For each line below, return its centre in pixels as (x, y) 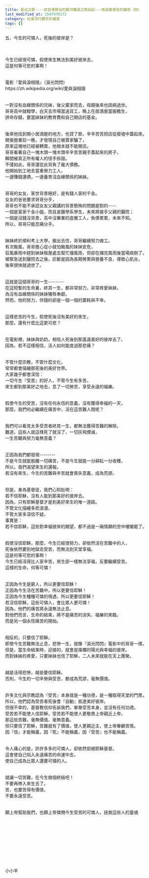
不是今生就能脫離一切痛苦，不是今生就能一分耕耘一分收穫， (65, 461)
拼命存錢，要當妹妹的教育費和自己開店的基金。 (52, 117)
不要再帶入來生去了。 (26, 784)
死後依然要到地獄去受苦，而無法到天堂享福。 (50, 549)
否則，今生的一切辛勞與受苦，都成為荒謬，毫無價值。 (59, 679)
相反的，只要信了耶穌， (29, 638)
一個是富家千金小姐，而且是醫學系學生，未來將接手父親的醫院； (69, 212)
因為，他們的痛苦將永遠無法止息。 (39, 609)
